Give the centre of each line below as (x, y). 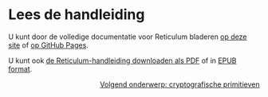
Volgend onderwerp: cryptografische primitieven (179, 84)
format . (20, 68)
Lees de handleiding (77, 15)
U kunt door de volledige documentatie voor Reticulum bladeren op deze (128, 37)
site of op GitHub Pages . (49, 45)
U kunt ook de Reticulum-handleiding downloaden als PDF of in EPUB (122, 60)
